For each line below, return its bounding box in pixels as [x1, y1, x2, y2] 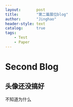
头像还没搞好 [5, 82, 45, 91]
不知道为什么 [5, 96, 31, 102]
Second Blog [5, 61, 59, 72]
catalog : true [5, 26, 46, 31]
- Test [14, 35, 28, 40]
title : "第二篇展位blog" [5, 12, 69, 17]
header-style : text [5, 21, 46, 26]
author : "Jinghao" [5, 16, 57, 21]
